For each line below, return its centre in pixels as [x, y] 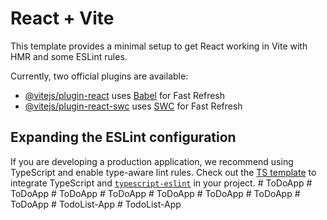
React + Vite [62, 18]
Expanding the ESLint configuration [123, 137]
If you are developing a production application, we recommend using [152, 161]
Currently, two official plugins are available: [99, 76]
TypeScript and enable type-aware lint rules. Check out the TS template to [163, 172]
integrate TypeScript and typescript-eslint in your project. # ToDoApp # [161, 183]
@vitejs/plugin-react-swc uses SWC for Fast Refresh [133, 106]
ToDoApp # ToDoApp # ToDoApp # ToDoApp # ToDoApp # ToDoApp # [155, 193]
